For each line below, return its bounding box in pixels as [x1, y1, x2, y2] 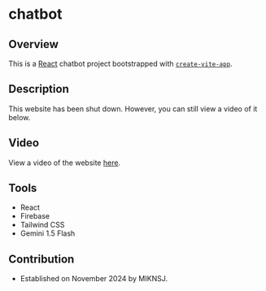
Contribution [8, 252, 75, 266]
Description [8, 82, 69, 96]
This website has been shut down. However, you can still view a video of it [8, 103, 258, 114]
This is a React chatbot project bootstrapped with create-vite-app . [8, 59, 233, 68]
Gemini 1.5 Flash [20, 228, 76, 238]
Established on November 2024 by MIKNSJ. [20, 274, 168, 284]
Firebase [20, 211, 50, 221]
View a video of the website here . [8, 158, 120, 167]
